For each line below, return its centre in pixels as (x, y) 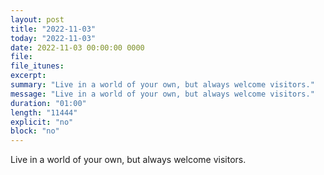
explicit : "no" (42, 122)
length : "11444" (44, 112)
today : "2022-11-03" (53, 38)
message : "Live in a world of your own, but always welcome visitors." (162, 94)
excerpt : (28, 76)
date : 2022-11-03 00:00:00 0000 (77, 47)
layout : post (37, 19)
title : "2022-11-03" (53, 29)
